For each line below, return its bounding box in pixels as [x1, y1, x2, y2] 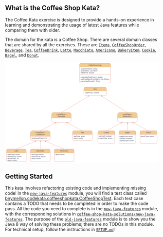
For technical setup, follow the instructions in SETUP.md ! [5, 226, 115, 233]
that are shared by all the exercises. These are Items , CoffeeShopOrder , [5, 41, 146, 48]
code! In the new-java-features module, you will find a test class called [5, 190, 147, 196]
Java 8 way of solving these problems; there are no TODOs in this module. [5, 221, 154, 227]
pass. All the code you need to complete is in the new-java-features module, [5, 206, 159, 212]
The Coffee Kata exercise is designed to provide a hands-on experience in [5, 17, 154, 22]
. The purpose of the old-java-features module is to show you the [22, 216, 156, 222]
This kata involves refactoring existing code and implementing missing [5, 185, 146, 191]
